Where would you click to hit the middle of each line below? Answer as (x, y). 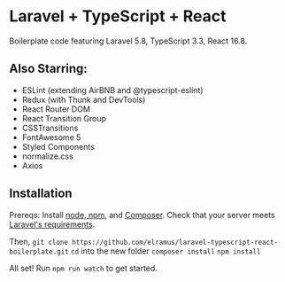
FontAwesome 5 (51, 137)
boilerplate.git (39, 251)
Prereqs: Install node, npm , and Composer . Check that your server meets (142, 215)
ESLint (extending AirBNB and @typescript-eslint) (112, 90)
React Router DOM (56, 109)
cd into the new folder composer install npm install (166, 251)
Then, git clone (39, 241)
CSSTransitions (50, 128)
